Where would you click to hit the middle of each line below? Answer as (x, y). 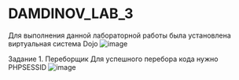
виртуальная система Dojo (53, 43)
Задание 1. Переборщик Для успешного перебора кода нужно (113, 59)
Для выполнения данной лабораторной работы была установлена (120, 35)
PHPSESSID (28, 67)
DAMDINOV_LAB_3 (71, 14)
